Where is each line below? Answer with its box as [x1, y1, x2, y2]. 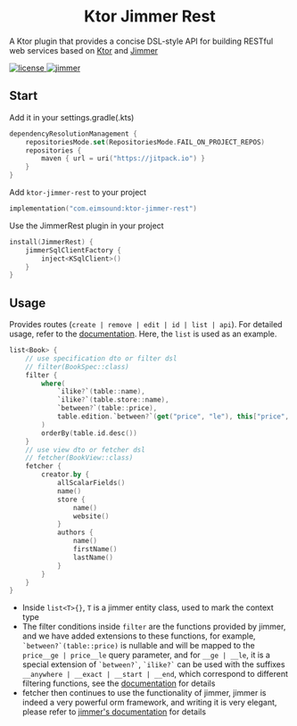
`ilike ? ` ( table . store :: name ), [56, 395, 169, 405]
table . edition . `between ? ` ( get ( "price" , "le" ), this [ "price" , [56, 412, 290, 421]
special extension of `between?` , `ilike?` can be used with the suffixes [21, 659, 285, 670]
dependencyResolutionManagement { [9, 129, 138, 138]
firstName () [72, 545, 118, 554]
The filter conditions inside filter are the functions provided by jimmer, [21, 622, 286, 632]
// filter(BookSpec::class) [25, 362, 129, 371]
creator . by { [41, 470, 90, 479]
